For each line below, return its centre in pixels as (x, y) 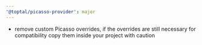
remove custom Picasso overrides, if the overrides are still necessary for (105, 29)
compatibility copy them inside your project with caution (85, 35)
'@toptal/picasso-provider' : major (51, 12)
